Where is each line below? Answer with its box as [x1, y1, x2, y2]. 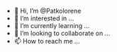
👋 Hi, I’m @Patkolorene [13, 7, 82, 15]
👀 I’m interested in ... [13, 14, 74, 22]
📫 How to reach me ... [13, 37, 80, 45]
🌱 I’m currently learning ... [13, 22, 90, 30]
